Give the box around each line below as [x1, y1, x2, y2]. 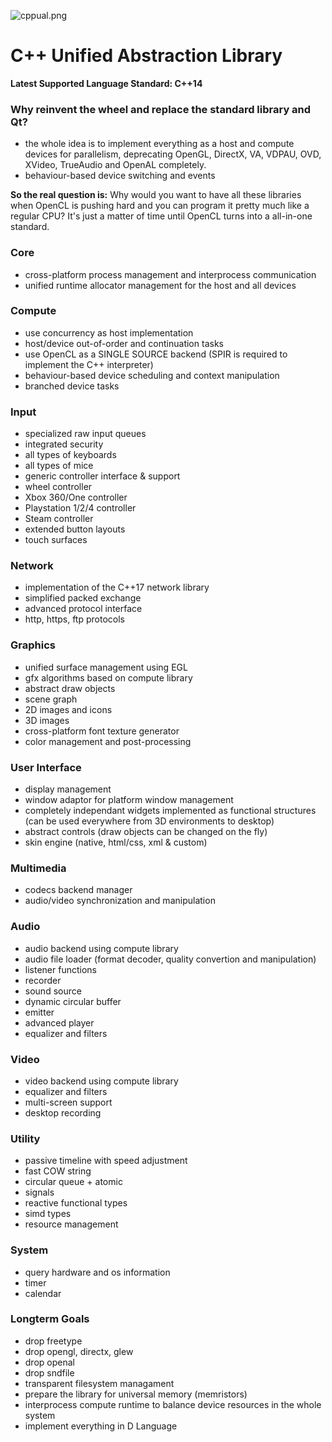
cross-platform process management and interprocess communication [24, 268, 317, 280]
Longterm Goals [10, 1312, 90, 1326]
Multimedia [10, 861, 67, 875]
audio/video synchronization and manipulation [24, 895, 216, 907]
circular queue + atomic [24, 1176, 123, 1188]
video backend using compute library [24, 1075, 179, 1087]
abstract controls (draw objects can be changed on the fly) [24, 826, 268, 838]
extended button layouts [24, 523, 126, 535]
